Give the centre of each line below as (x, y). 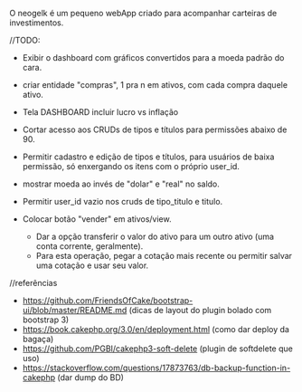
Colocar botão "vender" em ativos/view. (97, 219)
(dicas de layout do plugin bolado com (200, 310)
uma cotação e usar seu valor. (92, 265)
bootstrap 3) (46, 320)
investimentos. (37, 23)
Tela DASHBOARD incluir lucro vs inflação (100, 112)
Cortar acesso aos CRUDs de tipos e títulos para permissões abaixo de (155, 129)
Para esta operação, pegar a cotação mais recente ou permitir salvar (164, 256)
